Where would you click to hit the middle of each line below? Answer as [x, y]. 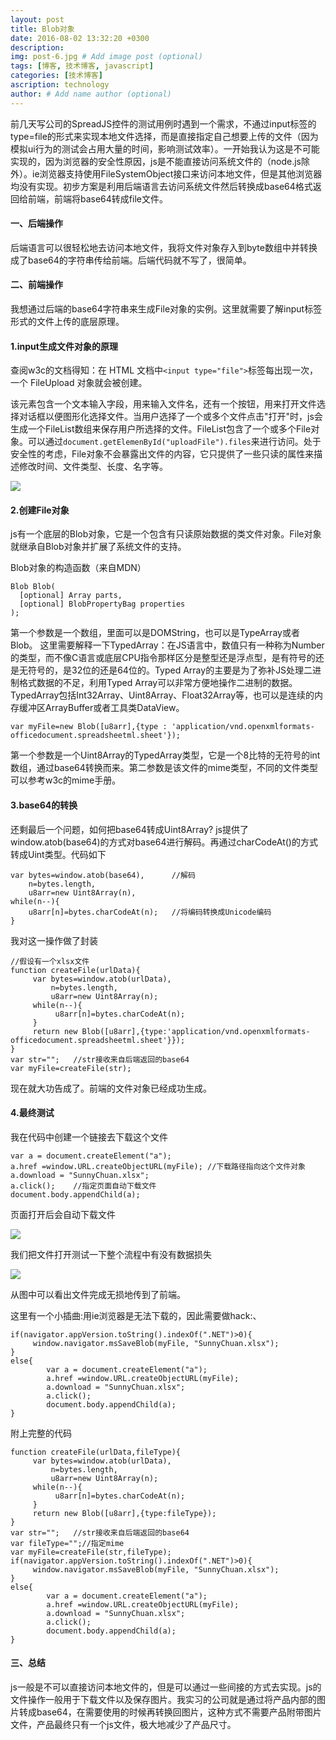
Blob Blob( [33, 587]
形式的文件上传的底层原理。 [67, 322]
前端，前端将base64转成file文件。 [97, 198]
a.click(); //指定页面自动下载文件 [83, 1186]
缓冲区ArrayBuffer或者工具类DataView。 [101, 708]
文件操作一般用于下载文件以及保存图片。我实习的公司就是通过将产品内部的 [163, 1700]
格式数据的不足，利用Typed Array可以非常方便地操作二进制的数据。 [158, 683]
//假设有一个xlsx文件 [50, 961]
